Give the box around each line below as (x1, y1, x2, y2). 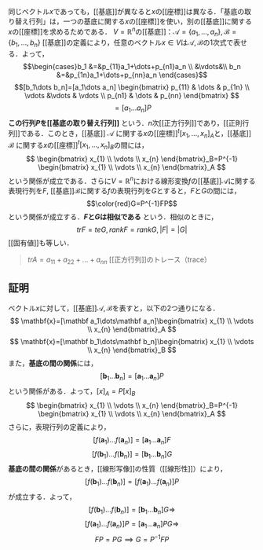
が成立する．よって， (8, 492, 76, 501)
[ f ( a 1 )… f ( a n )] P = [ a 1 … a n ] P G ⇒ (85, 519, 179, 530)
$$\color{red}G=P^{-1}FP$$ (86, 199, 178, 208)
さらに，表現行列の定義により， (8, 422, 111, 431)
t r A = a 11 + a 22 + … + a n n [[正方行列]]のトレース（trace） (27, 255, 212, 266)
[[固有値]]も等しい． (8, 238, 74, 247)
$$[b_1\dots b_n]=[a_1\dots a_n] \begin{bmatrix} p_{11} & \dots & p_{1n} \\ (14, 82, 250, 92)
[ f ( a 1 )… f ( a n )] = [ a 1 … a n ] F (93, 434, 171, 446)
